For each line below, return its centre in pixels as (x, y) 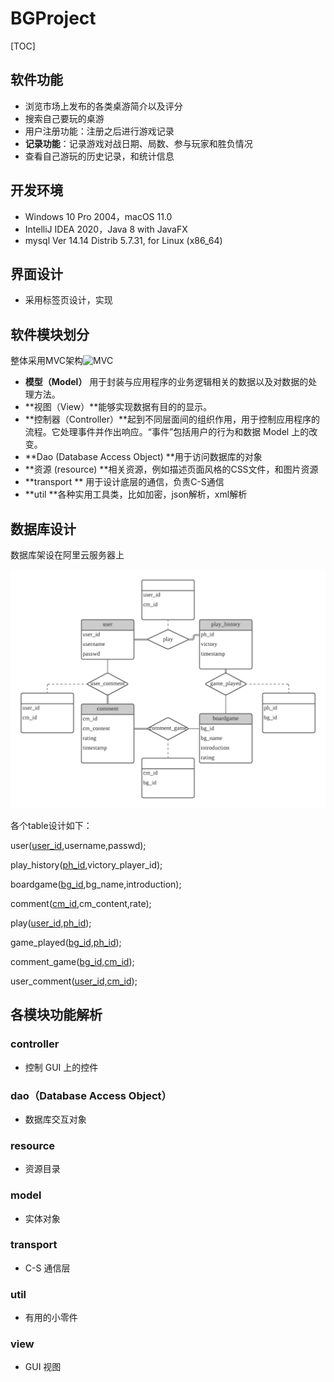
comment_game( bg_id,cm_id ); (72, 961)
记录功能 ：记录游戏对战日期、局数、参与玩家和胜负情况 (138, 143)
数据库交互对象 (55, 1119)
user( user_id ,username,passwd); (78, 845)
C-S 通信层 (47, 1268)
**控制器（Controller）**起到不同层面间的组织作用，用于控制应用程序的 (172, 419)
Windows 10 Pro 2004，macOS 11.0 (98, 216)
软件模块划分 (50, 334)
